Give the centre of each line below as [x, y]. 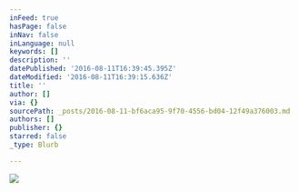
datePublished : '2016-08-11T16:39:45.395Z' [93, 69]
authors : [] [32, 119]
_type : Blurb [34, 145]
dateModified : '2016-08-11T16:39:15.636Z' [91, 77]
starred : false [38, 136]
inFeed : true [34, 18]
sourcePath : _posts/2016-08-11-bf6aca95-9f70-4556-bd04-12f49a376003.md [150, 111]
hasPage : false [38, 26]
